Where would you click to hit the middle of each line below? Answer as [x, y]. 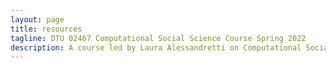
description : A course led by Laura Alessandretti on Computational [156, 47]
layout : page [37, 19]
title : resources [46, 29]
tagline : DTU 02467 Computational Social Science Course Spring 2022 [158, 38]
